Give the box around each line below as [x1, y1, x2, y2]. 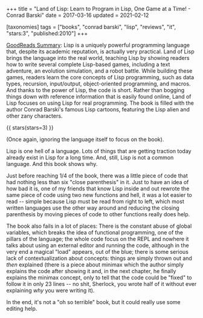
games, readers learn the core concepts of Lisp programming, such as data [6, 74, 195, 81]
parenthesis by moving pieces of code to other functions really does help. [6, 211, 190, 217]
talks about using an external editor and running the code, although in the [6, 242, 189, 249]
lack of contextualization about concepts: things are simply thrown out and [6, 254, 192, 262]
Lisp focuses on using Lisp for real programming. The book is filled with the [6, 99, 195, 107]
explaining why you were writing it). [6, 287, 95, 294]
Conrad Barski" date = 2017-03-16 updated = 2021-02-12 [6, 12, 149, 19]
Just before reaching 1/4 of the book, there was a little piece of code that [6, 172, 188, 179]
